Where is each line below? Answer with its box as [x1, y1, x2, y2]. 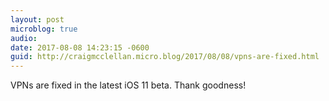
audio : [10, 33, 38, 43]
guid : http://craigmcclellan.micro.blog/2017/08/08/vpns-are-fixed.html [10, 52, 320, 62]
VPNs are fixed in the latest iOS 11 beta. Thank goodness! [10, 79, 247, 91]
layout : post [10, 14, 65, 25]
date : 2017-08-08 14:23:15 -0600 [10, 42, 150, 53]
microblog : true [10, 24, 78, 34]
